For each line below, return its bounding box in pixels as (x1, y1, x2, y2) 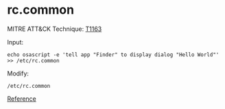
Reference (7, 95, 36, 103)
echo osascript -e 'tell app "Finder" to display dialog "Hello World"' (7, 51, 220, 58)
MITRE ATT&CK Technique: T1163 (7, 25, 102, 33)
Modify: (7, 69, 29, 77)
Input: (7, 38, 24, 46)
